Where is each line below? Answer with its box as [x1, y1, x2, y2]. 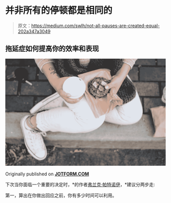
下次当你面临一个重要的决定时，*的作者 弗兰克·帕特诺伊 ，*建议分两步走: [5, 182, 155, 188]
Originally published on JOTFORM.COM [5, 171, 89, 177]
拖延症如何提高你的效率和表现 [5, 44, 99, 53]
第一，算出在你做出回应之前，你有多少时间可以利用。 [5, 192, 117, 198]
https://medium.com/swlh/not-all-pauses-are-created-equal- [31, 22, 160, 29]
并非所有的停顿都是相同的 [5, 5, 113, 16]
